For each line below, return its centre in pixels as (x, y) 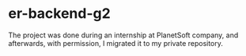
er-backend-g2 (59, 14)
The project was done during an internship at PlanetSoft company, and (123, 35)
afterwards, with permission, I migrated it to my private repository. (116, 43)
